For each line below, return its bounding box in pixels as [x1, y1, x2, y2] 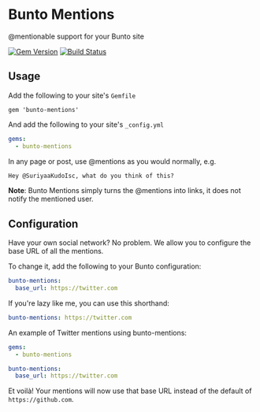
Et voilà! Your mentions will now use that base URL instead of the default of [8, 386, 252, 395]
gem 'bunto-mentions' [8, 106, 80, 113]
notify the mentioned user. [8, 195, 94, 204]
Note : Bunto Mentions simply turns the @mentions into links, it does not [8, 186, 242, 195]
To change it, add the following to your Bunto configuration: [8, 262, 202, 271]
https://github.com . [8, 395, 74, 404]
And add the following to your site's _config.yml [8, 120, 164, 129]
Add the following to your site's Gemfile [8, 91, 136, 100]
